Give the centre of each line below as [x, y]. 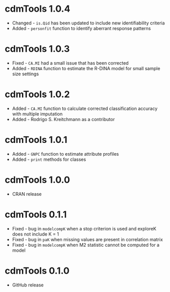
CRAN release [27, 194]
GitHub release [28, 285]
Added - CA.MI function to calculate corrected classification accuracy [85, 108]
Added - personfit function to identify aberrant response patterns [81, 28]
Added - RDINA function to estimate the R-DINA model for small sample [86, 68]
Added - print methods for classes [49, 159]
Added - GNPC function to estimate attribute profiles [65, 154]
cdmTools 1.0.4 [38, 9]
